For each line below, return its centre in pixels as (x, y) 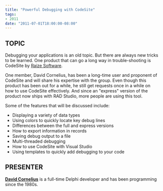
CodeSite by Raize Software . (34, 66)
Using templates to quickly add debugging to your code (68, 152)
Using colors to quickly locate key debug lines (58, 121)
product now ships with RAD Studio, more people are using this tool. (74, 96)
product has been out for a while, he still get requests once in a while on (78, 86)
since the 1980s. (22, 184)
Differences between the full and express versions (63, 126)
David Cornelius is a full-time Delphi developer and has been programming (81, 179)
